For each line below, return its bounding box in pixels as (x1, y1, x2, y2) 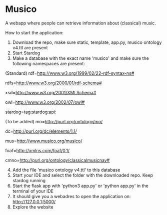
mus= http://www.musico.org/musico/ (5, 138, 82, 144)
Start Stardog (12, 50, 40, 56)
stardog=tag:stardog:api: (5, 109, 56, 115)
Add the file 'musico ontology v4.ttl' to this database (12, 167, 120, 173)
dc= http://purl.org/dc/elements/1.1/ (5, 128, 77, 134)
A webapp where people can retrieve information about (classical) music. (5, 20, 156, 26)
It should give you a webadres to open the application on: (12, 193, 131, 199)
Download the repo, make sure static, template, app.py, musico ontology (12, 39, 162, 45)
